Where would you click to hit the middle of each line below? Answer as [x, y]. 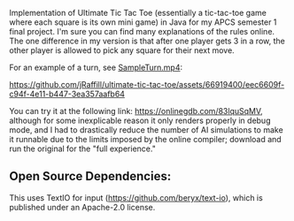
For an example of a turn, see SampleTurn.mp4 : [96, 67]
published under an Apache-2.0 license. [82, 207]
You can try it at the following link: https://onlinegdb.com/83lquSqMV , [136, 111]
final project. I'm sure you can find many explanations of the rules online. [142, 31]
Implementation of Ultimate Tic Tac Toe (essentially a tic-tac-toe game [138, 13]
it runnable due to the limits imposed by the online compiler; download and [145, 139]
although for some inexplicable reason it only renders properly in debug [140, 120]
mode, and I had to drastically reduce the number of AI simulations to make [146, 130]
